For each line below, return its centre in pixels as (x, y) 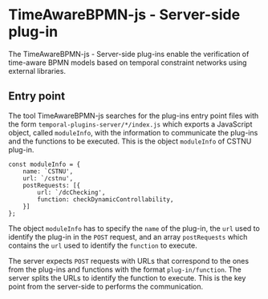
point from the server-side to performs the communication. (106, 286)
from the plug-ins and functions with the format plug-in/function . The (125, 269)
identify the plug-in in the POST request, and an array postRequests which (128, 236)
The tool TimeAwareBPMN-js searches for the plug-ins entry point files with (134, 115)
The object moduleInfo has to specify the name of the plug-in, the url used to (134, 228)
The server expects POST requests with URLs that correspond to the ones (129, 261)
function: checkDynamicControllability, (106, 199)
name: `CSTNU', (48, 171)
